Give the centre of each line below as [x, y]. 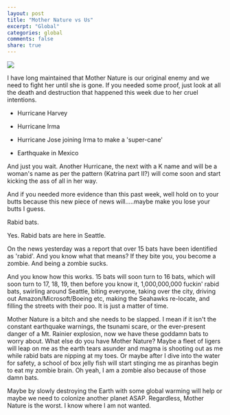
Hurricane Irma [38, 126]
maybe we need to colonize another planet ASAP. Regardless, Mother [106, 398]
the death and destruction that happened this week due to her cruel [103, 92]
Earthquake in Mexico [48, 153]
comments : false [30, 39]
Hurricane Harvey [42, 113]
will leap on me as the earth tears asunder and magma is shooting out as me [115, 348]
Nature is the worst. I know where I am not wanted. [79, 405]
